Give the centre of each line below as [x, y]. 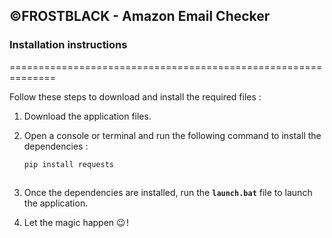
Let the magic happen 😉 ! [76, 223]
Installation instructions [68, 45]
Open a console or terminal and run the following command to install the [172, 135]
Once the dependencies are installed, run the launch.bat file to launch [168, 193]
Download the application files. [87, 116]
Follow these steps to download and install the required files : [135, 96]
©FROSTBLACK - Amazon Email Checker [140, 16]
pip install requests [68, 164]
